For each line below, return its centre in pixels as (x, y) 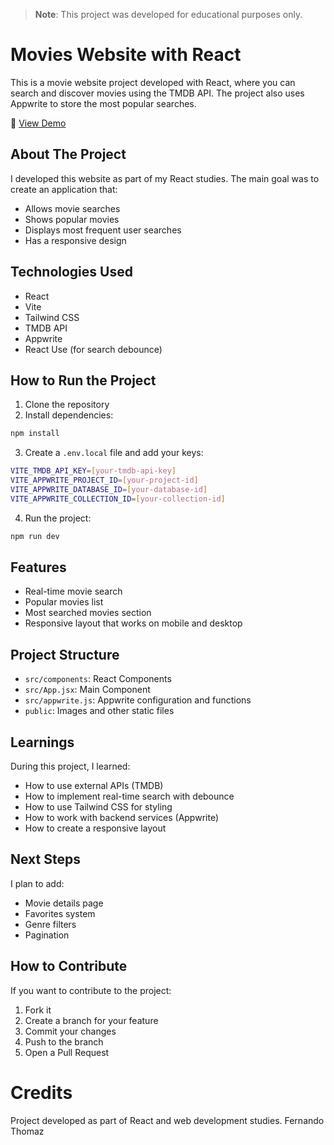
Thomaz (27, 1131)
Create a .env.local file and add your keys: (114, 453)
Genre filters (50, 924)
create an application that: (64, 189)
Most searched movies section (88, 613)
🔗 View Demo (38, 123)
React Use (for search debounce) (93, 349)
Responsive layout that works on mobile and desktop (133, 623)
